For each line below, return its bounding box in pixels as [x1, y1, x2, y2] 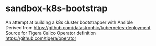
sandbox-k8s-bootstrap [5, 3, 108, 14]
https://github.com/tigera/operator [5, 35, 77, 41]
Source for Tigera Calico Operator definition [5, 30, 96, 36]
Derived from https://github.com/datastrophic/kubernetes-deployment [5, 24, 151, 30]
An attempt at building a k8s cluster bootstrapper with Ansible [5, 19, 133, 25]
